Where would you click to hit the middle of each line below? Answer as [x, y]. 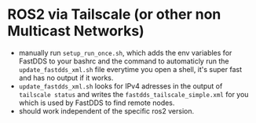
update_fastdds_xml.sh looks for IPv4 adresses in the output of [121, 86]
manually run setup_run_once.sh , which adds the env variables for [125, 52]
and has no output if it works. [66, 78]
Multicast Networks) [76, 31]
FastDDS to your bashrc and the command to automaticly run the [124, 61]
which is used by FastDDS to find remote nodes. [97, 103]
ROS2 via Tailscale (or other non [114, 14]
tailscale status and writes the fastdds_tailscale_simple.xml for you [133, 94]
